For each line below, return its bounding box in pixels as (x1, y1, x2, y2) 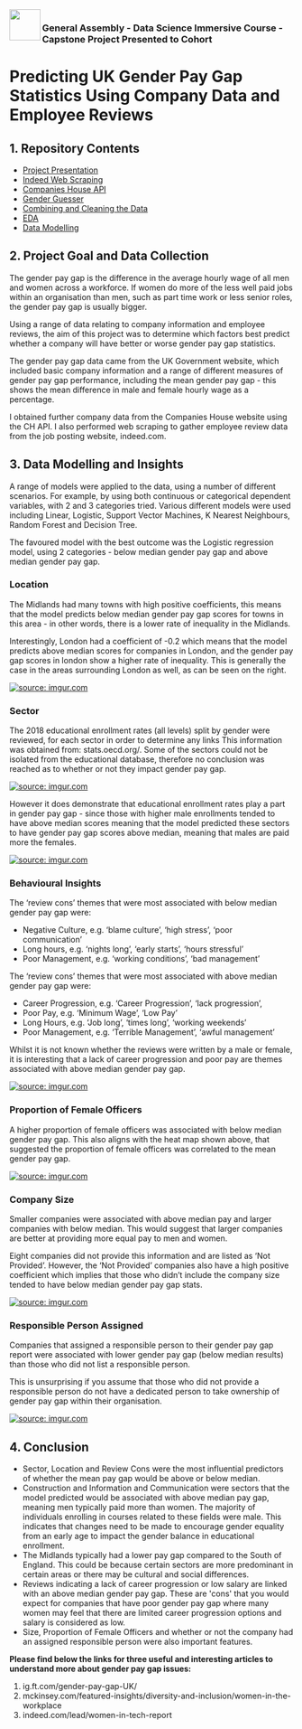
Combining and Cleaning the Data (22, 202, 149, 213)
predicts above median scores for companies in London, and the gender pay (9, 645, 294, 656)
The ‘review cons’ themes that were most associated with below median (9, 897, 278, 908)
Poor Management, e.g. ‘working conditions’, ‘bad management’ (22, 954, 261, 964)
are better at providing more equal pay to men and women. (9, 1233, 228, 1244)
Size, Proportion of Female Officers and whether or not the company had (22, 1627, 294, 1638)
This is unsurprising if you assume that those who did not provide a (9, 1377, 260, 1387)
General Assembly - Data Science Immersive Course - (41, 22, 284, 34)
